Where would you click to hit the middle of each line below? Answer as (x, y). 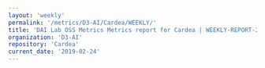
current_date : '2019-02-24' (54, 52)
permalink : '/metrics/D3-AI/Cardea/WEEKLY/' (82, 23)
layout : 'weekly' (37, 15)
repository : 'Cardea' (44, 45)
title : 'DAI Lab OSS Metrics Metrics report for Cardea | (105, 30)
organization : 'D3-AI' (45, 37)
